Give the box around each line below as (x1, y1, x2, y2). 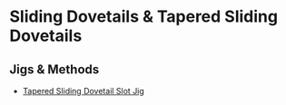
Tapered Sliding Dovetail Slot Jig (22, 86, 145, 96)
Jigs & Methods (9, 62, 100, 77)
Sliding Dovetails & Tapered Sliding (9, 6, 279, 27)
